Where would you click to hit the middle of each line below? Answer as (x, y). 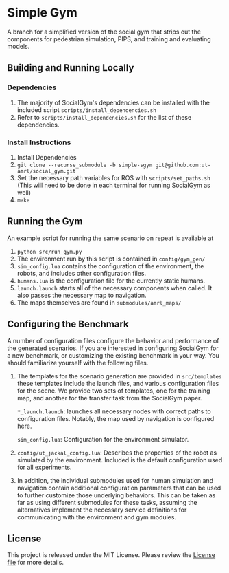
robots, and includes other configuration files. (82, 273)
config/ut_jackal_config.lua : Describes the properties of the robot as (117, 453)
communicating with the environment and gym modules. (97, 517)
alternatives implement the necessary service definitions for (102, 510)
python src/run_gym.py (49, 252)
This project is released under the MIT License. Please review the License (111, 555)
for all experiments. (44, 467)
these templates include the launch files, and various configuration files (118, 383)
